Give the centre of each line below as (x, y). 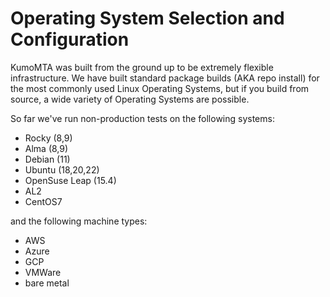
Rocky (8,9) (48, 138)
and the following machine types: (79, 221)
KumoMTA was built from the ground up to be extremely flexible (142, 67)
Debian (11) (47, 159)
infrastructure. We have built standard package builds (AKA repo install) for (165, 78)
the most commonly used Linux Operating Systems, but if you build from (160, 88)
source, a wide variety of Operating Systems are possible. (130, 99)
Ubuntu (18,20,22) (62, 169)
